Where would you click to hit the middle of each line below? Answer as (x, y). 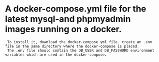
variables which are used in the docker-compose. (56, 55)
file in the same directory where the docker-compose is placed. (72, 46)
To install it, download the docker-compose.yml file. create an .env (79, 42)
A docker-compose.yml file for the (76, 9)
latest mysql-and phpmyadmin (68, 19)
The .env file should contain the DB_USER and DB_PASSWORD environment (81, 50)
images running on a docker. (63, 29)
